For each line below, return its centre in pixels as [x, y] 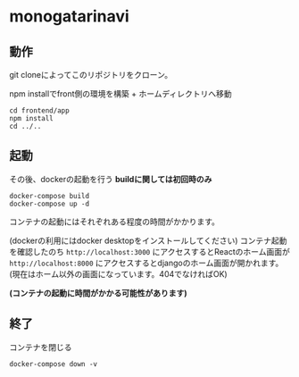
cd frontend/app [39, 111]
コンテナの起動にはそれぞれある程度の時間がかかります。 [115, 222]
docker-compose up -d [50, 204]
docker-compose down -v [54, 364]
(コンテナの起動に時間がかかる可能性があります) [98, 293]
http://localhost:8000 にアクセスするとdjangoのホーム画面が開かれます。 [146, 263]
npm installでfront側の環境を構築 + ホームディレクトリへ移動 [120, 94]
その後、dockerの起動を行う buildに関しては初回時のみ [111, 179]
